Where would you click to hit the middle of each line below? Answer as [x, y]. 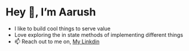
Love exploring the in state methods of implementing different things [99, 34]
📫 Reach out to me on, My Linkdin [57, 42]
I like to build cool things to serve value [63, 28]
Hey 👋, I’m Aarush [51, 12]
